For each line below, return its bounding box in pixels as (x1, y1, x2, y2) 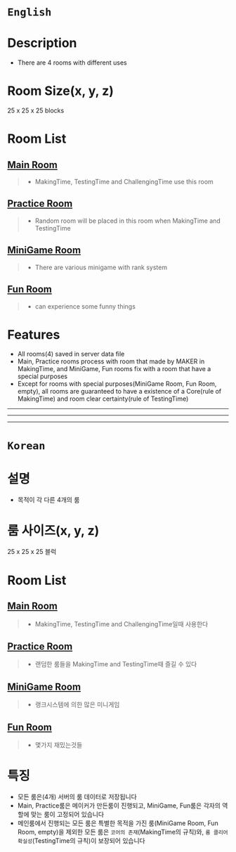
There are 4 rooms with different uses (17, 58, 128, 67)
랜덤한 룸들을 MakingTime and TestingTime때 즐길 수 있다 (34, 660, 197, 669)
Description (7, 35, 77, 51)
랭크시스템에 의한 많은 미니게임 (34, 700, 120, 709)
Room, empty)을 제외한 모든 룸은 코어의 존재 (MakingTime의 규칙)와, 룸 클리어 (17, 827, 228, 836)
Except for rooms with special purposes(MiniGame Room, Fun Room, (17, 380, 217, 388)
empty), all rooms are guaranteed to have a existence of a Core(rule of (17, 387, 222, 396)
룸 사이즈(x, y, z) (7, 522, 100, 538)
